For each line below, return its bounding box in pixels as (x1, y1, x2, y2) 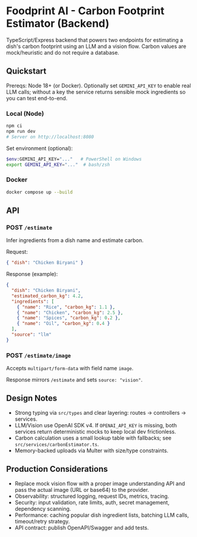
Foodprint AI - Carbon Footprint (6, 4, 165, 18)
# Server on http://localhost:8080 (6, 134, 94, 140)
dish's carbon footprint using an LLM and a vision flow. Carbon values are (6, 43, 187, 50)
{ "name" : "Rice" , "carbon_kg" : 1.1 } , (17, 304, 116, 310)
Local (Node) (6, 109, 45, 117)
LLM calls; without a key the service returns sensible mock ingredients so (6, 88, 186, 96)
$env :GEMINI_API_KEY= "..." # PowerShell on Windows (6, 156, 142, 162)
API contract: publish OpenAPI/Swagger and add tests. (14, 524, 150, 531)
